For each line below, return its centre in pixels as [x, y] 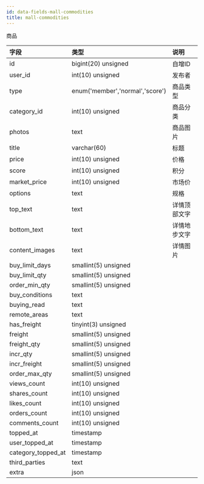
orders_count [28, 413]
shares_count [29, 393]
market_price [28, 181]
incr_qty [21, 354]
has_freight [25, 324]
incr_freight [26, 363]
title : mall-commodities [38, 18]
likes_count [25, 403]
